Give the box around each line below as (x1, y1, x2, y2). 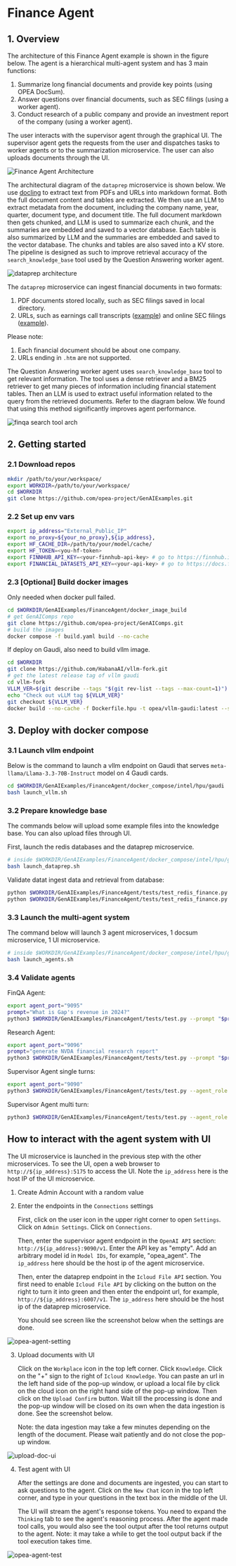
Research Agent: (7, 1028, 56, 1036)
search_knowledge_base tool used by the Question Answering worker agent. (7, 255, 224, 264)
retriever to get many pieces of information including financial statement (7, 382, 216, 390)
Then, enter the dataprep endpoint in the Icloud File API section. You (17, 1272, 222, 1281)
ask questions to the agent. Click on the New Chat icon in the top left (17, 1486, 214, 1494)
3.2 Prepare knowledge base (7, 805, 107, 815)
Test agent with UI (17, 1465, 71, 1473)
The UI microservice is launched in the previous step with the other (7, 1152, 202, 1160)
